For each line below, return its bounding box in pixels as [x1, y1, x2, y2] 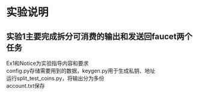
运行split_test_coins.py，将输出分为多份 [6, 75, 105, 82]
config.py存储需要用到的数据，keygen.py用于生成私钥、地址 [6, 67, 156, 74]
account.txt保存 [6, 82, 45, 89]
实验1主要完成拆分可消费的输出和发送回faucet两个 [6, 31, 192, 41]
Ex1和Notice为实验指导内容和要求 [6, 60, 89, 67]
